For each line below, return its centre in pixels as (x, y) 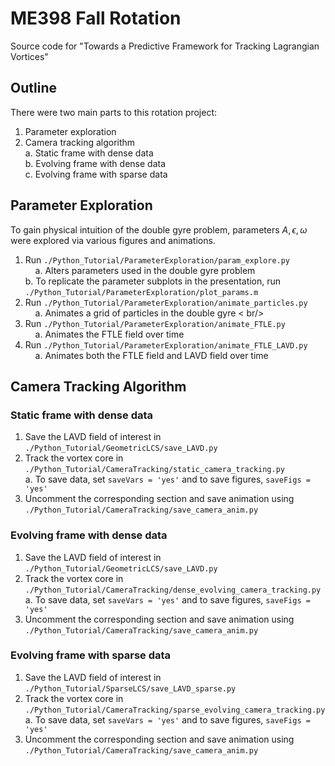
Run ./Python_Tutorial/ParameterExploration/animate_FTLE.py (155, 323)
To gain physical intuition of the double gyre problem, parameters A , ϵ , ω (159, 229)
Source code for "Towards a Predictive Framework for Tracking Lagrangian (165, 46)
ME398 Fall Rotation (96, 18)
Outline (33, 88)
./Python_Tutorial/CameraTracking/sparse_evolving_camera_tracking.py (175, 710)
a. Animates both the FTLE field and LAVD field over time (151, 355)
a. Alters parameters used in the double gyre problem (145, 270)
